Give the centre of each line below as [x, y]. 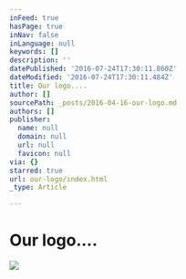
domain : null [42, 137]
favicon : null [44, 153]
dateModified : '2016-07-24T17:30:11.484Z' [91, 77]
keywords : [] [34, 52]
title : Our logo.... [49, 86]
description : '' [40, 60]
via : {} [24, 162]
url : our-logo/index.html [58, 179]
